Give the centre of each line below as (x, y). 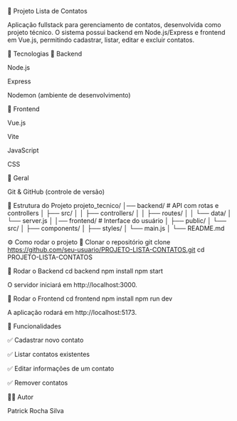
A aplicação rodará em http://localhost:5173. (72, 312)
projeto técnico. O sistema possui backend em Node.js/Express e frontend (116, 32)
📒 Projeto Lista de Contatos (47, 11)
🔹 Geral (19, 178)
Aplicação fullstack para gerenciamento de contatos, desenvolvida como (115, 25)
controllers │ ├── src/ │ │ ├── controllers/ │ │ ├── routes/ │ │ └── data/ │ (120, 213)
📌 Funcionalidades (35, 326)
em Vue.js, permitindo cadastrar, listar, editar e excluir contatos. (101, 40)
